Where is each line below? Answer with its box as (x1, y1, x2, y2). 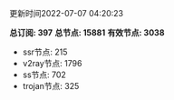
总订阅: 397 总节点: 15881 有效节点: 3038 (9, 27, 165, 38)
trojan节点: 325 (22, 81, 80, 91)
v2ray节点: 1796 (22, 58, 82, 68)
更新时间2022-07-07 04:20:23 (9, 8, 124, 18)
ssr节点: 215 (22, 46, 68, 57)
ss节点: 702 (22, 69, 66, 80)
